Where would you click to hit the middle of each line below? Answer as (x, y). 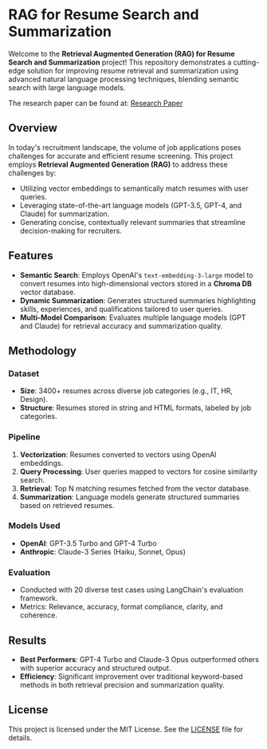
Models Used (34, 526)
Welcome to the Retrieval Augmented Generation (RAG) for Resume (122, 53)
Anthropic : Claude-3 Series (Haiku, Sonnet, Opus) (102, 551)
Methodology (43, 351)
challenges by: (32, 172)
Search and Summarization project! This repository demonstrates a (120, 62)
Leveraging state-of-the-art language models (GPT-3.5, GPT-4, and (131, 205)
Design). (33, 400)
